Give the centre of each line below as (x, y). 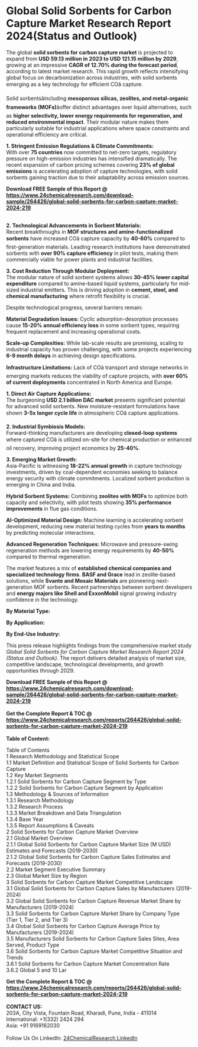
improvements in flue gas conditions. (52, 508)
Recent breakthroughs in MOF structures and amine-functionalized (90, 231)
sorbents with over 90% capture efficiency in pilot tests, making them (92, 253)
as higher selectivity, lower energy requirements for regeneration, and (94, 115)
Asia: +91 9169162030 (33, 1025)
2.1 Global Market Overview (39, 838)
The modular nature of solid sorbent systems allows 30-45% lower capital (98, 277)
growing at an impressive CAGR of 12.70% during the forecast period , (92, 65)
